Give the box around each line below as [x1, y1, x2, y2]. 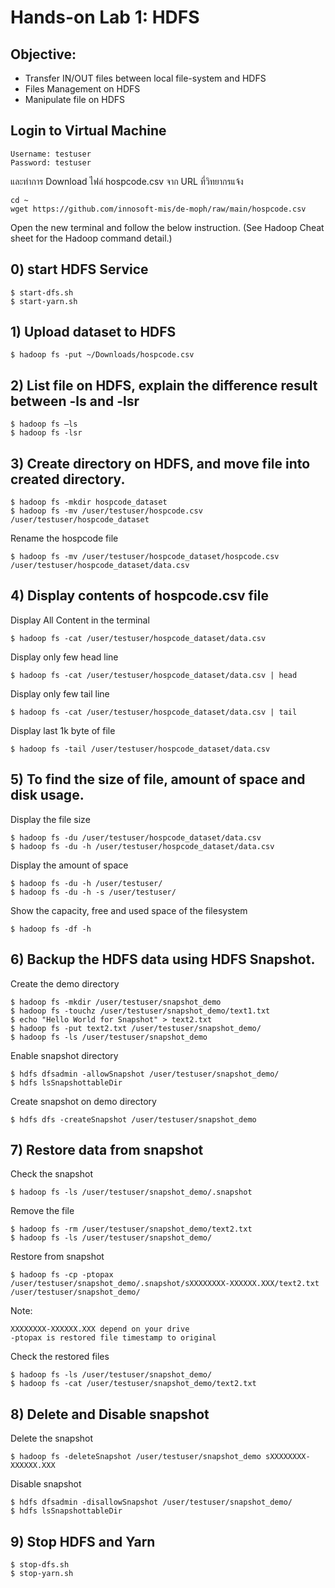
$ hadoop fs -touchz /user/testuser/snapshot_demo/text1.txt [10, 1006, 271, 1016]
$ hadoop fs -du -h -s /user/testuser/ [10, 887, 177, 897]
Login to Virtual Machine [10, 122, 167, 140]
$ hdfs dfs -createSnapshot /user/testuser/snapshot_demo [10, 1114, 257, 1125]
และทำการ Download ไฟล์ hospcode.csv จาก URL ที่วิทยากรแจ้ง [10, 175, 244, 187]
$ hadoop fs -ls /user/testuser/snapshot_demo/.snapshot [10, 1187, 253, 1198]
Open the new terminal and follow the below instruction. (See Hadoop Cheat [10, 221, 325, 233]
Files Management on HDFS [24, 83, 141, 95]
